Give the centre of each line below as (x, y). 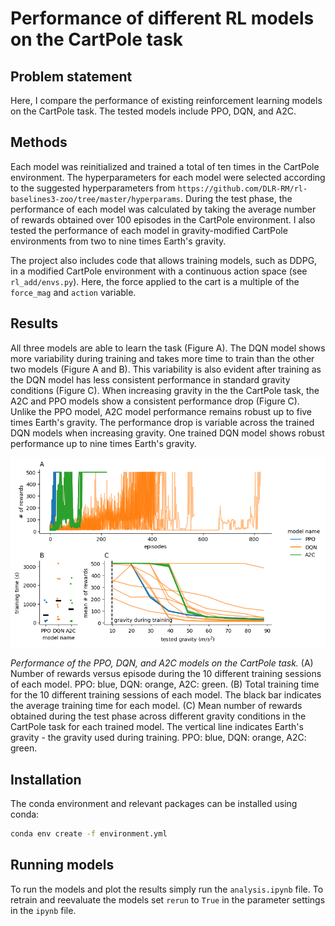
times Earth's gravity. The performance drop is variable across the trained (162, 422)
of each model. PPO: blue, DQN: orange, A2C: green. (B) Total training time (165, 684)
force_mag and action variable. (73, 292)
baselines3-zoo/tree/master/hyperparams (96, 199)
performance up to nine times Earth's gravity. (103, 443)
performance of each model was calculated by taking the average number (163, 209)
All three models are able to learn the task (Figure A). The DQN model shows (168, 348)
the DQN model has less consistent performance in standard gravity (150, 379)
